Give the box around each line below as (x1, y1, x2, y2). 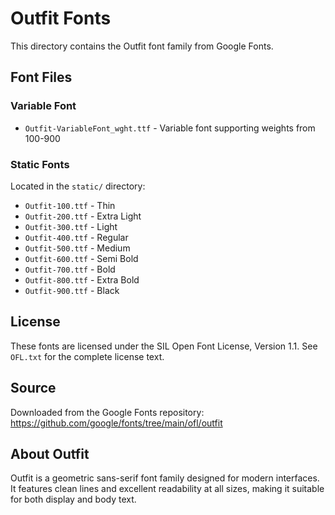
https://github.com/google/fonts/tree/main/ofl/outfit (10, 417, 223, 429)
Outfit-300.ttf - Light (24, 220, 118, 232)
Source (10, 380, 57, 397)
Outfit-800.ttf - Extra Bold (24, 273, 140, 286)
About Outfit (10, 445, 90, 462)
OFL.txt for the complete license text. (10, 350, 165, 362)
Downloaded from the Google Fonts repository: (10, 406, 205, 418)
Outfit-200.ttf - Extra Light (24, 210, 142, 222)
